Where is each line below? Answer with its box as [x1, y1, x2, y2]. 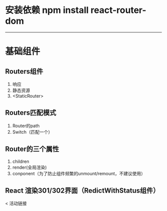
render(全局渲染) [12, 164, 47, 170]
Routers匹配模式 [5, 109, 56, 117]
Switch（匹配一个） [12, 129, 53, 135]
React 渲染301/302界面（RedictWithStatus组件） [5, 186, 160, 195]
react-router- [90, 4, 147, 16]
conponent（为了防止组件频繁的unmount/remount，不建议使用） [12, 170, 146, 176]
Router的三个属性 [5, 145, 60, 153]
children [12, 158, 29, 164]
